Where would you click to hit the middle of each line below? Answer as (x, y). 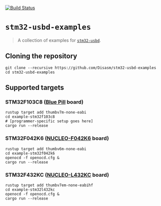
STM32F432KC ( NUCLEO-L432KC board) (57, 175)
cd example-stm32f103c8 (30, 117)
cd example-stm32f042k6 (30, 153)
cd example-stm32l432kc (30, 190)
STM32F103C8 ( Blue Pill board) (45, 102)
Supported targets (35, 88)
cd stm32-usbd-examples (30, 72)
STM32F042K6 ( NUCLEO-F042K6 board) (57, 138)
